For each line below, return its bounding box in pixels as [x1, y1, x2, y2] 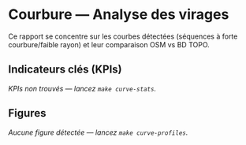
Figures [8, 106, 47, 120]
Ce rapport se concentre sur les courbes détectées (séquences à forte [8, 32, 238, 41]
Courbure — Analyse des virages [8, 6, 229, 24]
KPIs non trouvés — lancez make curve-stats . [8, 84, 156, 93]
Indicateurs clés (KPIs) [8, 63, 122, 76]
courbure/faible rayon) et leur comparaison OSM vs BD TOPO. [8, 39, 211, 49]
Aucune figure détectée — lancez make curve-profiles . [8, 128, 188, 137]
